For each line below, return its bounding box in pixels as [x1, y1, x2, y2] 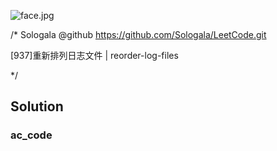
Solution [10, 98, 64, 115]
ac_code [10, 128, 53, 142]
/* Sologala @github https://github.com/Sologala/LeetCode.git [10, 29, 267, 40]
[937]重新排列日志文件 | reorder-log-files [10, 50, 179, 61]
